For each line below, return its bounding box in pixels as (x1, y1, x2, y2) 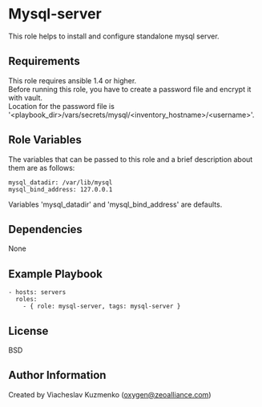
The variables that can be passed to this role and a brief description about (8, 154, 253, 164)
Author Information (8, 369, 107, 382)
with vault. (8, 93, 42, 103)
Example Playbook (8, 267, 103, 280)
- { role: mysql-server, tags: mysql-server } (22, 302, 181, 311)
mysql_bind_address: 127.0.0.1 (8, 185, 113, 193)
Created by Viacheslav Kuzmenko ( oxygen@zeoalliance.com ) (8, 389, 212, 399)
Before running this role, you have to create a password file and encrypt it (8, 84, 252, 94)
